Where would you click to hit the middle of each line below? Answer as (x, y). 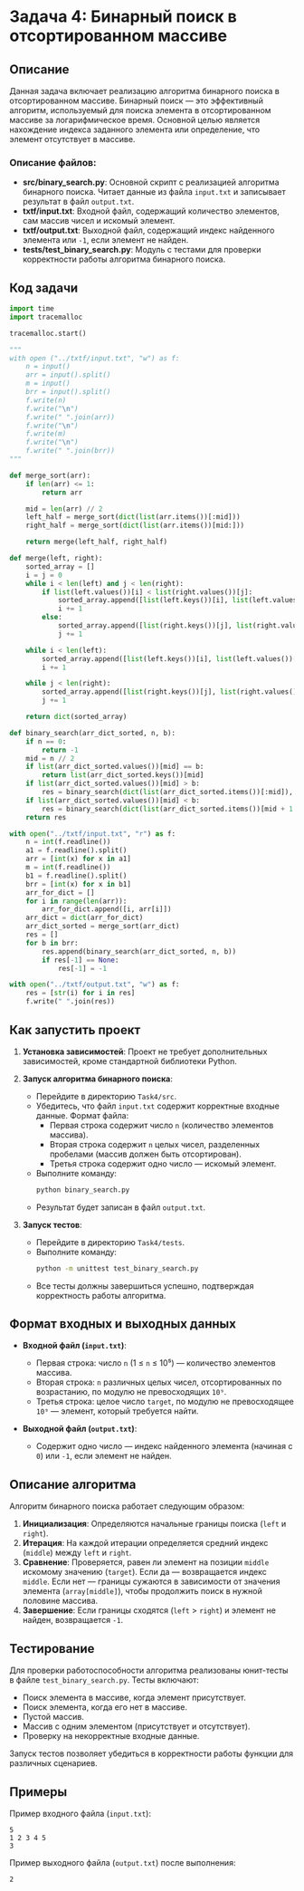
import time (32, 309)
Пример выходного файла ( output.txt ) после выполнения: (123, 1862)
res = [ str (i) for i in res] (81, 993)
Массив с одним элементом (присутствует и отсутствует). (136, 1726)
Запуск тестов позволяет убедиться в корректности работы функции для (152, 1753)
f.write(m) (46, 434)
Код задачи (44, 288)
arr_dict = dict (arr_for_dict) (85, 918)
